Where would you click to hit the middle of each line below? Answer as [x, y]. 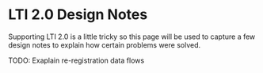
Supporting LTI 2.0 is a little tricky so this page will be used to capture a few [132, 36]
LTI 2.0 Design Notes [78, 15]
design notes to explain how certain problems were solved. [105, 44]
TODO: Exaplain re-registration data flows [76, 60]
